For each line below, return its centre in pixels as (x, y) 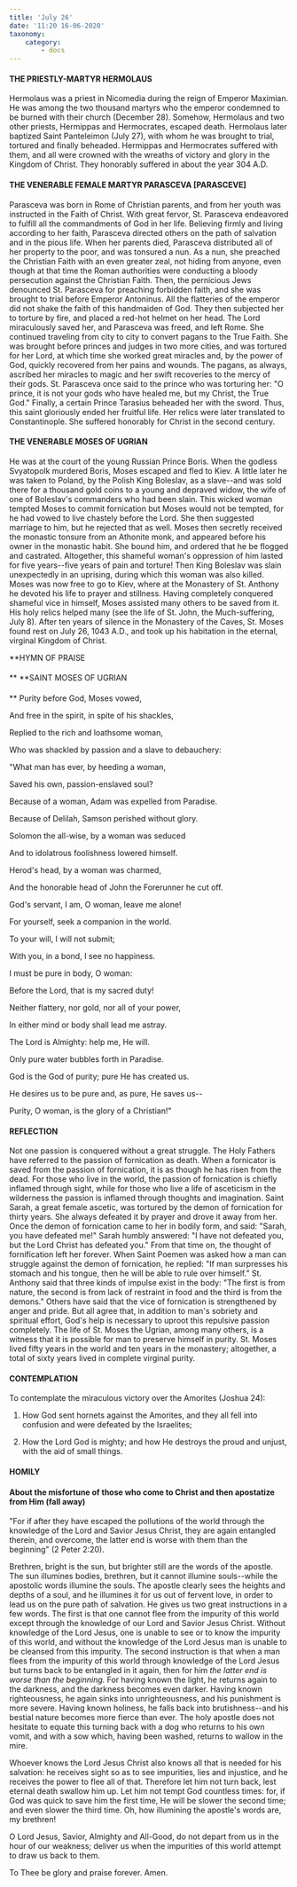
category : (43, 42)
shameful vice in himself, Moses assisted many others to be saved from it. (144, 602)
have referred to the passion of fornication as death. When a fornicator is (143, 1160)
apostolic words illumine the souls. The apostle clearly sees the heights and (147, 1585)
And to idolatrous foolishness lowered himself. (94, 853)
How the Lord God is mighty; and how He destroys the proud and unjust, (154, 1442)
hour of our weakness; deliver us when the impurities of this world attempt (145, 1846)
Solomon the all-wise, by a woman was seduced (98, 836)
